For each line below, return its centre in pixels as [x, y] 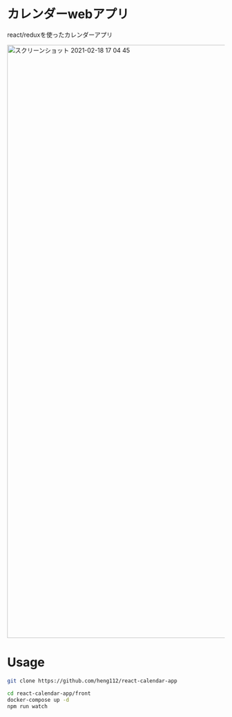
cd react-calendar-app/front [49, 693]
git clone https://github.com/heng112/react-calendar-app [92, 681]
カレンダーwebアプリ [68, 14]
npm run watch [28, 706]
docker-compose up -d [38, 700]
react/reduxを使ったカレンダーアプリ [60, 35]
